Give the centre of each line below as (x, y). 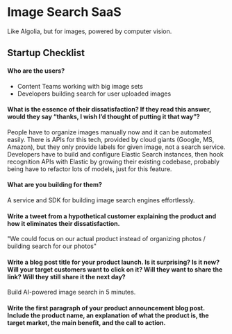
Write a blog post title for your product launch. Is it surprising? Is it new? (114, 262)
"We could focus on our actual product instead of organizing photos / (107, 239)
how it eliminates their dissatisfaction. (64, 223)
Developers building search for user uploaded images (94, 94)
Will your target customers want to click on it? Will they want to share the (115, 269)
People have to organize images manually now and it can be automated (109, 132)
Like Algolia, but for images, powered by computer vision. (90, 31)
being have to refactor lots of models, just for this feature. (90, 169)
